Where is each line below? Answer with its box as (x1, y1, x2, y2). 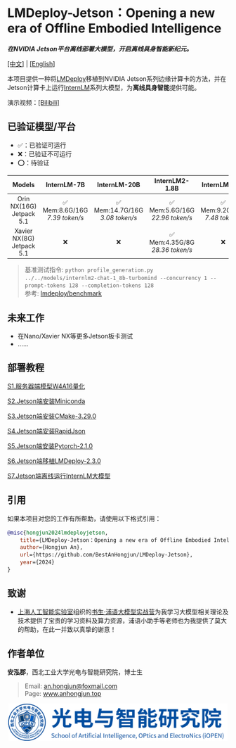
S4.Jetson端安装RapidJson (7, 426, 86, 435)
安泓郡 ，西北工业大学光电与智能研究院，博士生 (7, 668, 143, 676)
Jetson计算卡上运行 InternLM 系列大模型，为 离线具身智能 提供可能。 (7, 83, 201, 91)
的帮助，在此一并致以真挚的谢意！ (17, 625, 117, 633)
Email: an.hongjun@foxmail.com (24, 682, 118, 690)
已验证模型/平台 (7, 121, 76, 133)
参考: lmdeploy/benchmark (24, 289, 102, 298)
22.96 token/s (151, 213, 193, 222)
